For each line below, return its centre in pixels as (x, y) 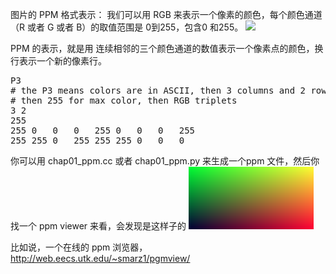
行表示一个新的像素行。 (58, 61)
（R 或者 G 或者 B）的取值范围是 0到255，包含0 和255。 (127, 27)
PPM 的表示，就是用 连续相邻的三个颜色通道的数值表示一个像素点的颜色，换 (167, 48)
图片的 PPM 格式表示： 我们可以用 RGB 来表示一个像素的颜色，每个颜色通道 (166, 14)
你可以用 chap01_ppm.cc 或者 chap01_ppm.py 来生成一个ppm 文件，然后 (161, 161)
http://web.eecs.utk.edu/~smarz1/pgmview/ (100, 258)
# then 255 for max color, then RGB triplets (124, 100)
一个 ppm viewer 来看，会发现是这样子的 (102, 226)
